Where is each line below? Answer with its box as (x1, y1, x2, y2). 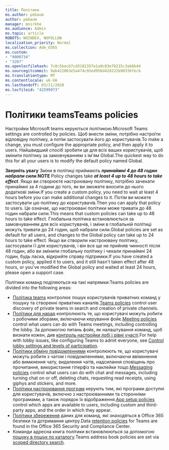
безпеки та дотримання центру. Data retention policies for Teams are (12, 418, 158, 424)
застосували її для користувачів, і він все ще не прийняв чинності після (5, 243, 160, 249)
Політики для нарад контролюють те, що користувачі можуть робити (12, 311, 163, 317)
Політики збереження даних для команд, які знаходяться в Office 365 (12, 413, 164, 419)
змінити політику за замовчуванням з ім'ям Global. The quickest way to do (5, 153, 164, 159)
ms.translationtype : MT (5, 73, 55, 78)
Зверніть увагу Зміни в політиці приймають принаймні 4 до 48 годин (5, 168, 157, 174)
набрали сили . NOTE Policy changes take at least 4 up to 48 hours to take (5, 173, 163, 179)
